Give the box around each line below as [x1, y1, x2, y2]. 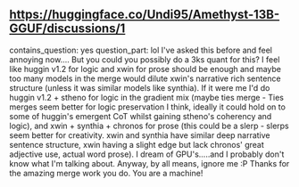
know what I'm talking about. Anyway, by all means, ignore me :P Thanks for [9, 158, 290, 168]
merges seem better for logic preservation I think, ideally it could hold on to [9, 102, 286, 112]
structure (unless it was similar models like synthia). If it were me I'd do [9, 82, 270, 93]
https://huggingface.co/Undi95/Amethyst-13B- [9, 7, 280, 22]
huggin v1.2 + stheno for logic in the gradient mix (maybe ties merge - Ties [9, 92, 284, 102]
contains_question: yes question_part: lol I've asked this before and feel [9, 45, 273, 55]
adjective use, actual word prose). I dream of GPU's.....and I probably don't [9, 149, 285, 159]
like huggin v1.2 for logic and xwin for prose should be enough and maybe [9, 63, 281, 74]
